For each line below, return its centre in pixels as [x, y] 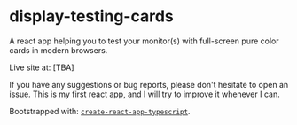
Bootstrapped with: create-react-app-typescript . [100, 111]
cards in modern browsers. [59, 50]
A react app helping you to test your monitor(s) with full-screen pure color [144, 41]
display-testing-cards [92, 16]
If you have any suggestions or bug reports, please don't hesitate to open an [149, 84]
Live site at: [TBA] [42, 67]
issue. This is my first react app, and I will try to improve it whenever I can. [145, 94]
